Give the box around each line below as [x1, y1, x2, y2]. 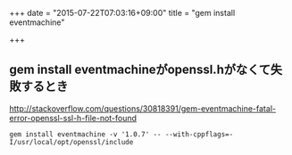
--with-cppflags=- [164, 129, 234, 139]
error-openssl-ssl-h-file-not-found [9, 112, 137, 123]
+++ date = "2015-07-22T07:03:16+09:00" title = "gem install [9, 8, 236, 18]
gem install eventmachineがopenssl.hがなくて [9, 62, 271, 77]
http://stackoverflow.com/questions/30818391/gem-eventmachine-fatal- [9, 102, 277, 114]
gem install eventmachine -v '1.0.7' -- [9, 129, 163, 139]
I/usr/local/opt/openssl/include [9, 137, 134, 146]
